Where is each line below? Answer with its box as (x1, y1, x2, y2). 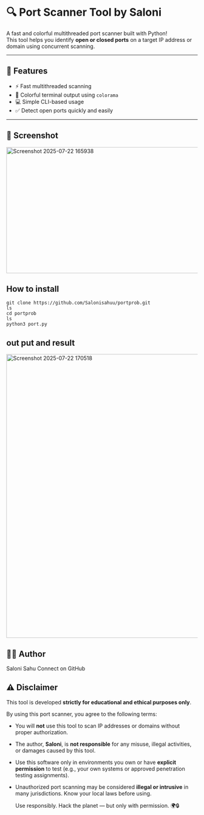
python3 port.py (6, 321, 47, 328)
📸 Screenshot (6, 131, 59, 141)
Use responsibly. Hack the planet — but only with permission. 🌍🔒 (15, 802, 180, 809)
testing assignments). (15, 771, 70, 779)
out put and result (6, 337, 75, 348)
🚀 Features (6, 66, 48, 77)
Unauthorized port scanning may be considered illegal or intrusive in (15, 783, 189, 791)
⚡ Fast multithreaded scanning (15, 82, 92, 89)
